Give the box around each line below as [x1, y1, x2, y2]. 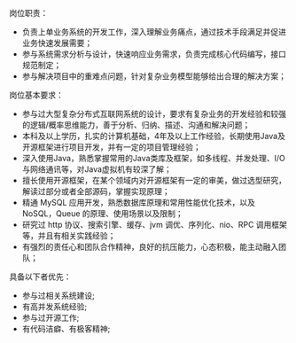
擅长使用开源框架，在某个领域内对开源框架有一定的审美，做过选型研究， [21, 175, 286, 185]
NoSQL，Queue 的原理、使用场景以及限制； [21, 208, 183, 219]
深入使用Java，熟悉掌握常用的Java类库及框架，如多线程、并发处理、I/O [21, 153, 285, 163]
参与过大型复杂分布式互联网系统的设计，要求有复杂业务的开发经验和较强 [21, 109, 286, 119]
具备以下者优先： [9, 271, 72, 282]
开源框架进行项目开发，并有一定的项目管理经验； [21, 142, 201, 152]
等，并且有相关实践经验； [21, 230, 116, 241]
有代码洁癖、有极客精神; [21, 324, 111, 334]
